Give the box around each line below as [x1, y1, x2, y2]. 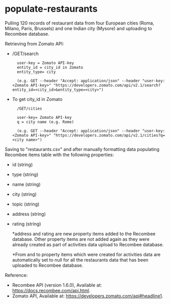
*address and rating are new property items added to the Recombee [12, 231, 156, 237]
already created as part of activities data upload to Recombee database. [12, 241, 164, 247]
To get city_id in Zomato [12, 96, 63, 102]
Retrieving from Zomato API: [5, 40, 64, 46]
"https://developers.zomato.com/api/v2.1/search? [53, 83, 161, 88]
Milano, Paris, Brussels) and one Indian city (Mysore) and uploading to [5, 25, 152, 31]
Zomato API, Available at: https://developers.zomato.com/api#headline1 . [12, 293, 163, 299]
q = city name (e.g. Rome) [17, 119, 74, 124]
